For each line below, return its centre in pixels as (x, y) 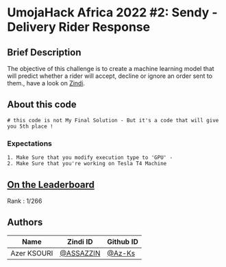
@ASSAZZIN (80, 253)
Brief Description (44, 52)
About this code (42, 105)
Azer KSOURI (32, 253)
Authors (25, 222)
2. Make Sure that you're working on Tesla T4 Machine (87, 164)
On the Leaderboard (51, 185)
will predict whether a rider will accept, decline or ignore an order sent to (110, 76)
